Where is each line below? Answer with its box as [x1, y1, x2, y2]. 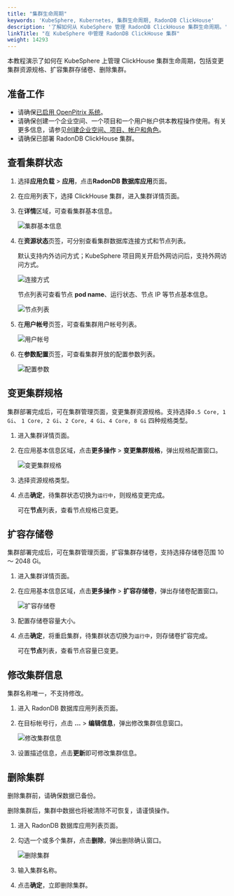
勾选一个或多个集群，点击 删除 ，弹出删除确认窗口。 [17, 836, 165, 844]
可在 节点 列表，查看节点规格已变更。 [17, 505, 123, 514]
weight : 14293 [7, 37, 49, 44]
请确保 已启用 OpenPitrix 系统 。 [17, 108, 107, 116]
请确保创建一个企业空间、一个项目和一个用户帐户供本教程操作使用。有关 [17, 117, 226, 125]
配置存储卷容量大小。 [17, 616, 79, 625]
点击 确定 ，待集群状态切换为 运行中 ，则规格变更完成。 [17, 491, 169, 499]
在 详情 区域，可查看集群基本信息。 [17, 207, 116, 215]
